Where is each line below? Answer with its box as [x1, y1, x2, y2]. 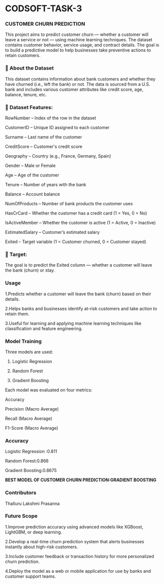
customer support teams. [5, 573, 56, 579]
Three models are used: [5, 349, 53, 355]
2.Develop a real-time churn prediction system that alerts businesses [5, 538, 144, 544]
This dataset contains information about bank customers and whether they [5, 76, 156, 82]
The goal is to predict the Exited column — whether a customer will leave [5, 262, 153, 268]
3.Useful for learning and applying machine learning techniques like [5, 320, 142, 326]
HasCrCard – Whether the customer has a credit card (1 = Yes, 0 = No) [5, 210, 147, 216]
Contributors [5, 489, 37, 496]
